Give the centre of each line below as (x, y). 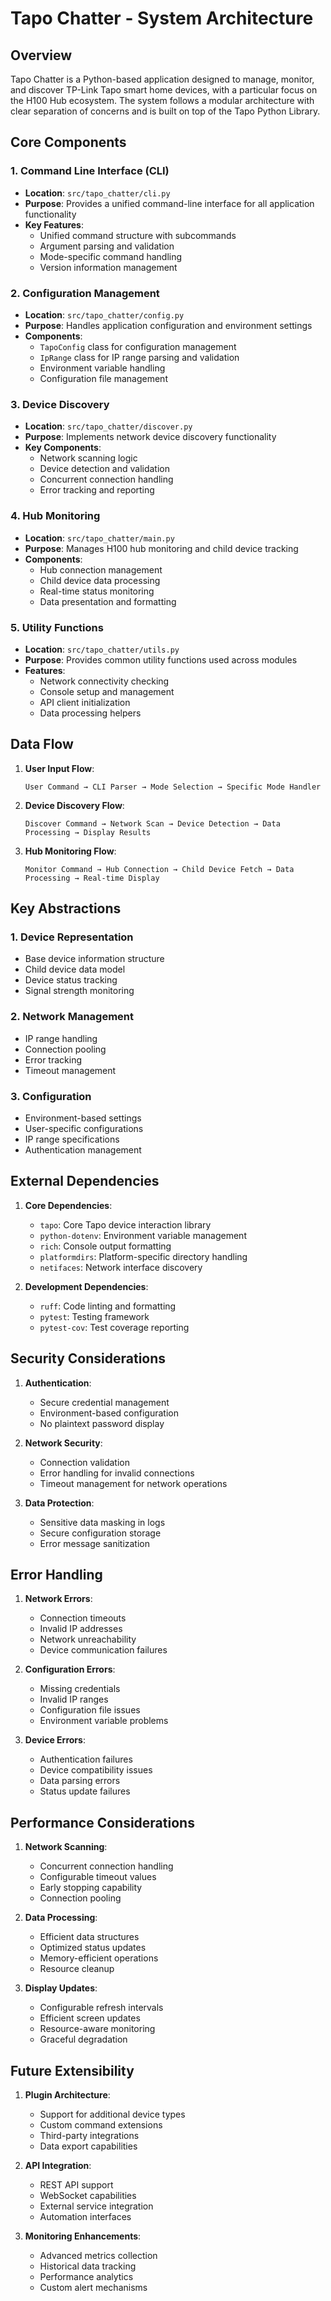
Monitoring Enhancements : (83, 2236)
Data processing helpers (90, 713)
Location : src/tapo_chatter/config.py (104, 314)
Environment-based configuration (109, 1413)
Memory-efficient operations (99, 1958)
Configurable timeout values (98, 1877)
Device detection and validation (105, 469)
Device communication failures (103, 1650)
